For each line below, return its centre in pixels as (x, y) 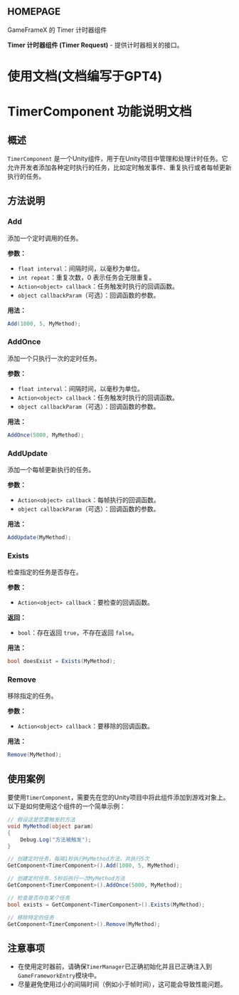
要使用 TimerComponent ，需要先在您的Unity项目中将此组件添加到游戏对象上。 (118, 798)
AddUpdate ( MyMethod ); (39, 538)
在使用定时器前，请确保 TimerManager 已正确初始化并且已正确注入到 (115, 967)
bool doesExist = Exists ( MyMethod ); (62, 662)
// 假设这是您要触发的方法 (42, 820)
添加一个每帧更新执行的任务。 (51, 470)
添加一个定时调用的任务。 (45, 238)
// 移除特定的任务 (31, 917)
